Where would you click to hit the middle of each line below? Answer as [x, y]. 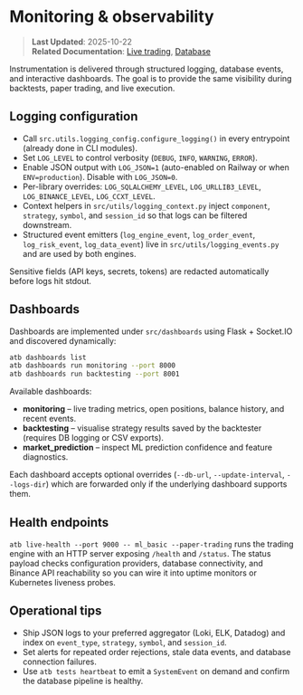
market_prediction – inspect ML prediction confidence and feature [147, 447]
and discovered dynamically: [63, 340]
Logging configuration [74, 116]
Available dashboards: [51, 392]
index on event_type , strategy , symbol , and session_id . [125, 642]
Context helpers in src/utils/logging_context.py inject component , [146, 205]
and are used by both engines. [79, 253]
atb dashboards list [48, 357]
